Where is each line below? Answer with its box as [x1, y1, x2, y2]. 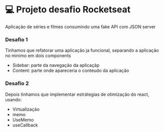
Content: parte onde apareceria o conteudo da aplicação [12, 67, 130, 73]
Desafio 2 [5, 80, 29, 87]
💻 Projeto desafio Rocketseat [5, 4, 131, 15]
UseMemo [12, 117, 34, 123]
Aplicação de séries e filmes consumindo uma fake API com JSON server [5, 23, 156, 30]
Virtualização [12, 106, 40, 112]
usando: [5, 96, 22, 102]
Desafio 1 [5, 36, 28, 43]
